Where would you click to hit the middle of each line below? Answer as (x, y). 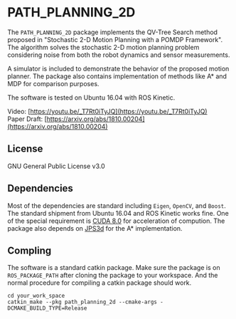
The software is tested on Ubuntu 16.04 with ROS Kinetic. (91, 98)
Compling (29, 250)
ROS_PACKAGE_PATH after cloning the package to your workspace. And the (113, 276)
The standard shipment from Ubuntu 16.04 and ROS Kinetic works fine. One (118, 213)
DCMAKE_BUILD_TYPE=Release (47, 308)
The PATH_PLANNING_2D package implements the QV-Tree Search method (113, 32)
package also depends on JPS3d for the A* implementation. (95, 228)
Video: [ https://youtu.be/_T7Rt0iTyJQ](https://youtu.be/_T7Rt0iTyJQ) (107, 111)
